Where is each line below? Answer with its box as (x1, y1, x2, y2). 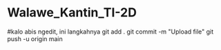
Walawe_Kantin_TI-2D (7, 5, 137, 21)
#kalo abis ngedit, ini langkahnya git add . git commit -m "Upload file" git (7, 27, 214, 36)
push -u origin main (7, 34, 64, 42)
